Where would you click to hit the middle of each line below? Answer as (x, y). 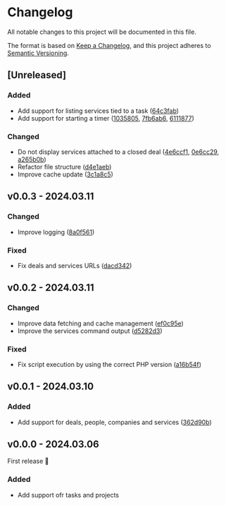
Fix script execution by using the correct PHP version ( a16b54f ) (109, 364)
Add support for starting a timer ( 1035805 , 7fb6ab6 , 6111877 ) (106, 118)
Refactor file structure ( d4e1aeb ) (64, 167)
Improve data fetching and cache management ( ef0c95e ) (101, 323)
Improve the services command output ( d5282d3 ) (90, 331)
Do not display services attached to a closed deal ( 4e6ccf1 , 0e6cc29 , (118, 152)
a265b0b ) (32, 159)
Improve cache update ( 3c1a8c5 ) (65, 174)
